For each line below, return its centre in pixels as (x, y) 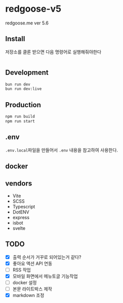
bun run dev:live (24, 89)
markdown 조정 (28, 295)
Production (23, 105)
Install (15, 39)
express (21, 217)
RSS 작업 (22, 269)
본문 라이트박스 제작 (32, 289)
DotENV (21, 212)
